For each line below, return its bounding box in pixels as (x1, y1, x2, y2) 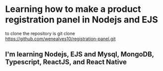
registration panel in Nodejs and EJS (5, 14, 158, 25)
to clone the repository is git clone (5, 30, 76, 36)
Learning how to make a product (5, 3, 141, 15)
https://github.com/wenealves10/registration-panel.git (5, 36, 116, 42)
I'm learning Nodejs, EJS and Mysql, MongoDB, (5, 50, 154, 59)
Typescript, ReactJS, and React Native (5, 58, 127, 67)
